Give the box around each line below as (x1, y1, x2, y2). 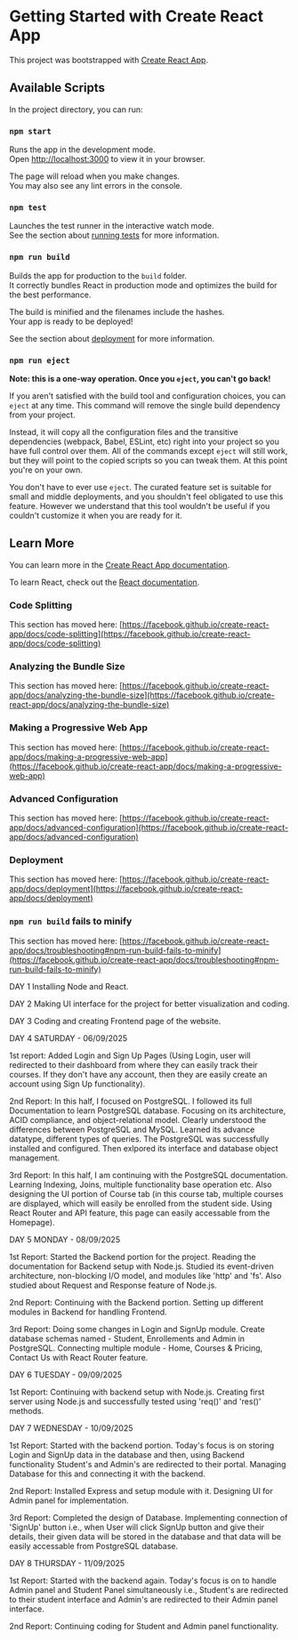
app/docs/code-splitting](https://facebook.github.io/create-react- (9, 629, 251, 640)
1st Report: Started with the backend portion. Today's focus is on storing (9, 1440, 275, 1450)
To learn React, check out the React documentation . (9, 577, 200, 587)
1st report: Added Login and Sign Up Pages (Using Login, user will (9, 1050, 251, 1061)
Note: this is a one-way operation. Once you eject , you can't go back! (9, 373, 271, 384)
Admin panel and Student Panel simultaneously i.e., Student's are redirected (9, 1584, 289, 1595)
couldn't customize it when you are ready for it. (9, 510, 182, 521)
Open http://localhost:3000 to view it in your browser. (9, 154, 206, 165)
